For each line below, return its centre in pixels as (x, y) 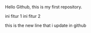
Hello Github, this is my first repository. (44, 7)
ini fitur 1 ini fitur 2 (23, 16)
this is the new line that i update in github (46, 25)
